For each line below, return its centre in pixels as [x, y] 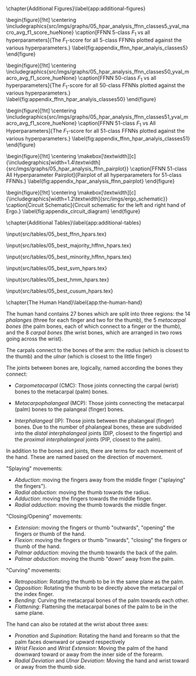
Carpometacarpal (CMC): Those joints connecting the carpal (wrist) [97, 385]
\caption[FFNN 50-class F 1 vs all [117, 78]
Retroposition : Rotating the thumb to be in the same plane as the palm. [99, 581]
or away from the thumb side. [50, 667]
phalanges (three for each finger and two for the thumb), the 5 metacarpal [96, 320]
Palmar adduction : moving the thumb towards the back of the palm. [96, 553]
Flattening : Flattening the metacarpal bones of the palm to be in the [96, 606]
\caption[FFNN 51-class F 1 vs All [117, 124]
